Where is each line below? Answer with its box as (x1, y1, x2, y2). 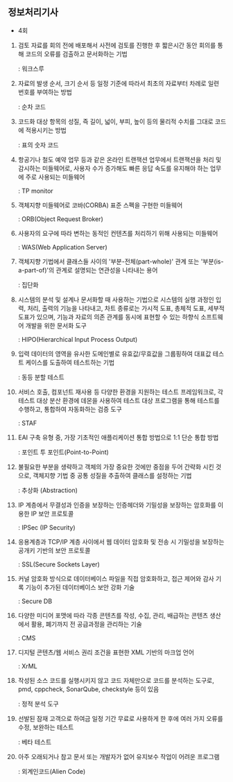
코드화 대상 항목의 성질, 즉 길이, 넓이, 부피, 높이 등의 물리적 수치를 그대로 (17, 117, 214, 125)
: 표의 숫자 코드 (17, 141, 59, 149)
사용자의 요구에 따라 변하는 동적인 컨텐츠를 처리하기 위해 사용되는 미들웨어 (17, 229, 218, 237)
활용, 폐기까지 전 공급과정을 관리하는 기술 (31, 620, 143, 628)
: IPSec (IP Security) (17, 523, 76, 532)
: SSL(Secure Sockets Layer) (17, 560, 100, 568)
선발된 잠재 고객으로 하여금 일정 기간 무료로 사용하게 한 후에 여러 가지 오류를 (17, 714, 224, 722)
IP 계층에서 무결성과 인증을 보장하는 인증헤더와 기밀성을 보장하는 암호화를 (17, 501, 217, 509)
